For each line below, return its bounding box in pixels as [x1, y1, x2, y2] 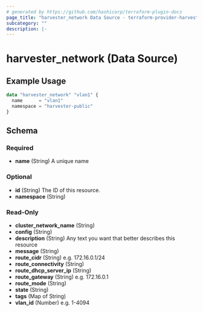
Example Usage [6, 76, 66, 86]
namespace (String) [14, 193, 66, 200]
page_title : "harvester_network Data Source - [6, 15, 126, 21]
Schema [6, 125, 38, 136]
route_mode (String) [14, 280, 66, 287]
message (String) [14, 248, 59, 255]
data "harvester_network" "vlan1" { [6, 92, 98, 98]
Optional [6, 173, 32, 181]
